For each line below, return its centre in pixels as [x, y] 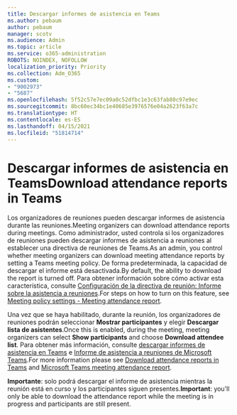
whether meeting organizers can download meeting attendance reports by [116, 256]
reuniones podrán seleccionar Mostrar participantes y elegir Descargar [113, 322]
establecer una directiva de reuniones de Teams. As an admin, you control [115, 248]
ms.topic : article [34, 47]
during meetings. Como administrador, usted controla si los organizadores [116, 233]
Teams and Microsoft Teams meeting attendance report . [90, 367]
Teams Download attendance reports [118, 183]
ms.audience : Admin [36, 41]
